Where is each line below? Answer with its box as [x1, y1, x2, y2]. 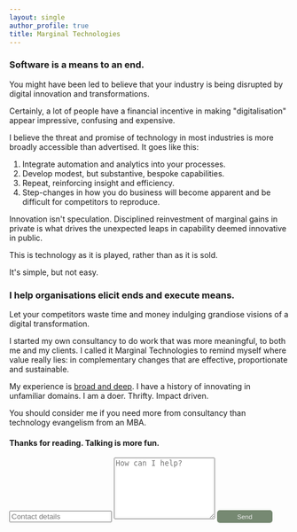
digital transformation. [9, 318, 90, 329]
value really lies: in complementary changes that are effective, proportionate [9, 354, 288, 364]
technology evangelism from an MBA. [9, 417, 147, 427]
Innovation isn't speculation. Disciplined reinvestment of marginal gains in [9, 214, 278, 224]
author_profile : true [9, 21, 90, 30]
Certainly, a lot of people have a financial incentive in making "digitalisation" [9, 106, 286, 116]
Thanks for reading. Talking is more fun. [9, 437, 160, 448]
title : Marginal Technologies [9, 29, 121, 38]
